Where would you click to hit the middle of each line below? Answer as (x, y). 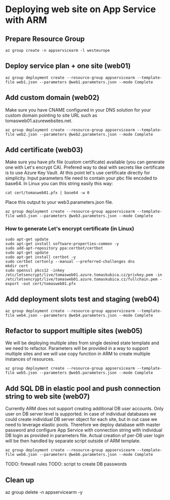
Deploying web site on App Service (81, 9)
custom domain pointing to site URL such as (51, 115)
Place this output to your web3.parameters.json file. (59, 202)
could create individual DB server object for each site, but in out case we (81, 419)
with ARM (26, 20)
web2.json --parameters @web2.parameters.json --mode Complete (85, 134)
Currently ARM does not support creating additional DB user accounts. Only (84, 409)
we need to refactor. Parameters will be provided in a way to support (77, 348)
